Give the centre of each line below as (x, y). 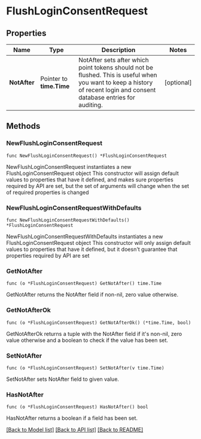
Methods (23, 126)
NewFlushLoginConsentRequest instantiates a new (69, 166)
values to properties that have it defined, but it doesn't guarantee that (92, 249)
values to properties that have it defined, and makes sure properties (90, 179)
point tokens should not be (116, 67)
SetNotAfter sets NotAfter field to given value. (63, 379)
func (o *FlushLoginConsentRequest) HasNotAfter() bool (77, 407)
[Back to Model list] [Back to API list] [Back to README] (75, 430)
